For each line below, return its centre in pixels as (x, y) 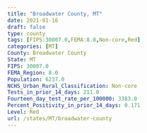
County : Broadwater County (47, 53)
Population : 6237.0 (36, 79)
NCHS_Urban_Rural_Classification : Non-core (72, 86)
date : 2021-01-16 (33, 20)
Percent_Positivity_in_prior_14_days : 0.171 (74, 106)
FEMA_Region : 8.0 (33, 72)
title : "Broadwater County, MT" (55, 14)
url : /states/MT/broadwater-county (60, 118)
